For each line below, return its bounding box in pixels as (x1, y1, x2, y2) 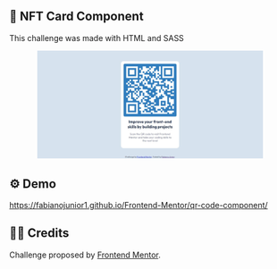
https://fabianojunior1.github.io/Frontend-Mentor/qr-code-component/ (9, 199, 268, 210)
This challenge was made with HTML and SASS (9, 32, 185, 43)
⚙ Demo (9, 176, 56, 191)
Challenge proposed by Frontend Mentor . (9, 249, 161, 260)
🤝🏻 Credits (9, 225, 70, 241)
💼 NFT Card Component (9, 9, 145, 24)
